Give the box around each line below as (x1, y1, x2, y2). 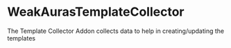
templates (7, 34, 36, 42)
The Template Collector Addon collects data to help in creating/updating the (7, 27, 225, 35)
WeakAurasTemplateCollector (7, 4, 185, 20)
